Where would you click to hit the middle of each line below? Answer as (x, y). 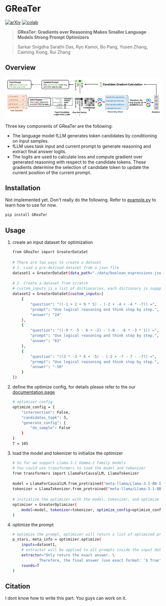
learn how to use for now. (31, 205)
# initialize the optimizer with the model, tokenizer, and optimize (86, 499)
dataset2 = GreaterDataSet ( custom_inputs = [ (58, 294)
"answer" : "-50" (47, 367)
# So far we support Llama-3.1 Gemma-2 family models (69, 463)
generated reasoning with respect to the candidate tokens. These (79, 162)
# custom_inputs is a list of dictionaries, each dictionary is (80, 289)
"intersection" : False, (46, 412)
